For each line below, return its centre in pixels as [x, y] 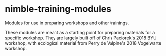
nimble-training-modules [58, 9]
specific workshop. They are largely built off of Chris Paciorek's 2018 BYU [81, 38]
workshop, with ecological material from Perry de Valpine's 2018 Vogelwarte [83, 43]
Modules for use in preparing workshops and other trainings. [67, 23]
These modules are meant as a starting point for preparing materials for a [80, 32]
